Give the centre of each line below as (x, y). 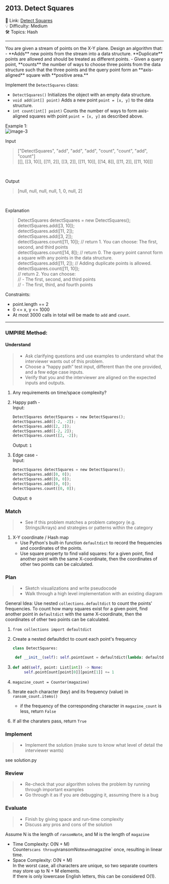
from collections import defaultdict (52, 630)
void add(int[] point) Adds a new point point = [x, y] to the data (83, 100)
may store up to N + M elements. (46, 871)
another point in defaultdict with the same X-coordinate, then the (74, 614)
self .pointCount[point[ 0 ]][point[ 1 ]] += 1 (69, 672)
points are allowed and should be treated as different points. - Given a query (84, 59)
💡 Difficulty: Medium (26, 26)
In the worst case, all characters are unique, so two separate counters (85, 865)
